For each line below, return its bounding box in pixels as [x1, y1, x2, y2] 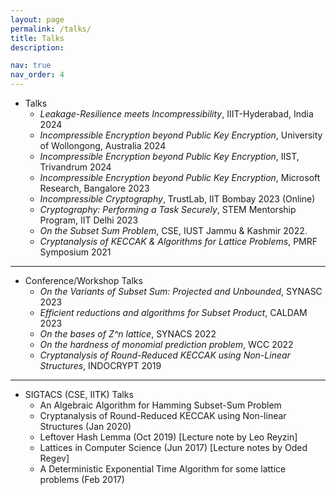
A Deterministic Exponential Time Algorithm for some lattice [39, 463, 287, 475]
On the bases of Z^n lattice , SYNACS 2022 [39, 328, 217, 340]
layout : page [10, 14, 65, 25]
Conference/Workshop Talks [24, 275, 143, 286]
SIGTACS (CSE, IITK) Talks [24, 389, 134, 400]
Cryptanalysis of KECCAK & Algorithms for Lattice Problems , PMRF [39, 236, 318, 247]
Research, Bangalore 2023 [39, 182, 150, 194]
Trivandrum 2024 [39, 161, 112, 173]
